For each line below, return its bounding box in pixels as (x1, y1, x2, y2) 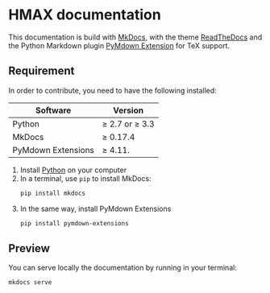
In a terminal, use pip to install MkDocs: (19, 173, 152, 183)
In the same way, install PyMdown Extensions (19, 204, 172, 213)
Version (112, 105, 143, 116)
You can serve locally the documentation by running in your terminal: (8, 263, 238, 273)
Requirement (8, 64, 75, 78)
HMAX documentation (8, 6, 161, 24)
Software (35, 105, 72, 116)
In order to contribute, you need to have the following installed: (8, 85, 218, 95)
